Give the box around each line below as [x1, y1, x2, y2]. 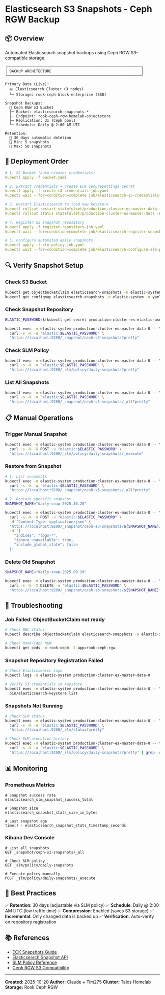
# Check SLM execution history [5, 736, 69, 741]
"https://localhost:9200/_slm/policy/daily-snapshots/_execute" [9, 451, 144, 456]
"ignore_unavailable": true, [14, 538, 74, 543]
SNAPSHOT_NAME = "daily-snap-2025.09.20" [5, 570, 87, 575]
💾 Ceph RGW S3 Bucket [9, 105, 54, 110]
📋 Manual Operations [5, 413, 74, 422]
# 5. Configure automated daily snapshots [5, 238, 93, 243]
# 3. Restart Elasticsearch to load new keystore [5, 202, 109, 207]
